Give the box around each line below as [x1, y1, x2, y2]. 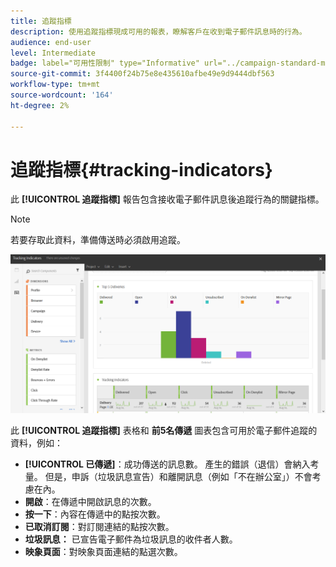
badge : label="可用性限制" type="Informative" [10, 58, 200, 69]
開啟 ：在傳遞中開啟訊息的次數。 [24, 495, 157, 507]
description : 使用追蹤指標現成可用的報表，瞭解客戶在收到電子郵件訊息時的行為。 [10, 26, 307, 37]
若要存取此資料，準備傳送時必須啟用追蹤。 [10, 234, 186, 246]
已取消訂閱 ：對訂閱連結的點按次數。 [24, 520, 175, 532]
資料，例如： [10, 436, 63, 449]
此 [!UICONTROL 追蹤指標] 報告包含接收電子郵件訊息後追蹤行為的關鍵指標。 [10, 193, 325, 205]
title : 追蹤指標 [10, 16, 72, 26]
